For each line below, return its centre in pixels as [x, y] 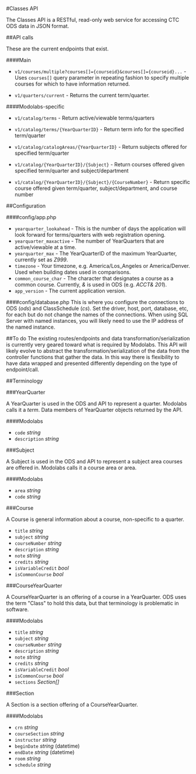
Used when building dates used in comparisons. [73, 272]
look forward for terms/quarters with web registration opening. [90, 235]
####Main [18, 60]
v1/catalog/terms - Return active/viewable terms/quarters [85, 118]
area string [27, 490]
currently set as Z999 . [41, 260]
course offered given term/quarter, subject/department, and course [96, 188]
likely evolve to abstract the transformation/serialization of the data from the [98, 351]
